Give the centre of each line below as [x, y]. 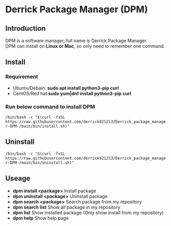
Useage [18, 179]
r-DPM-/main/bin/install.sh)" [38, 126]
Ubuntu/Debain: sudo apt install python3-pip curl [66, 88]
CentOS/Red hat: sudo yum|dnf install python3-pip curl [72, 93]
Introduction [26, 28]
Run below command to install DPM [50, 107]
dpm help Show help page [41, 218]
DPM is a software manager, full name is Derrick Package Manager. [76, 40]
